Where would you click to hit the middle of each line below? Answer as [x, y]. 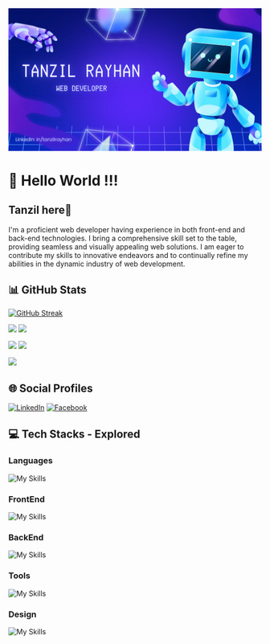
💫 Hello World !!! [63, 180]
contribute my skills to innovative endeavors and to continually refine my [128, 255]
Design [22, 614]
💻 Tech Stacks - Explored [74, 434]
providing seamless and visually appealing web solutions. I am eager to [126, 246]
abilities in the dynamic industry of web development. [97, 264]
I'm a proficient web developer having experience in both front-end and [127, 229]
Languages [31, 461]
